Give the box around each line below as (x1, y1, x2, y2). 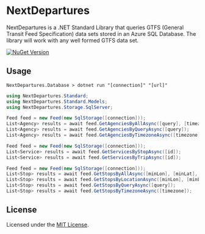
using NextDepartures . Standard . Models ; (6, 98, 108, 105)
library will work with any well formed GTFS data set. (6, 36, 139, 44)
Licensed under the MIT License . (6, 221, 89, 228)
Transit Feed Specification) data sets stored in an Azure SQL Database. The (6, 30, 196, 37)
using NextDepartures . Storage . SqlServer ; (6, 104, 113, 110)
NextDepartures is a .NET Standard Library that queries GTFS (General (6, 24, 184, 31)
